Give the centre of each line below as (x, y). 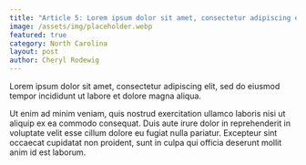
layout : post (34, 52)
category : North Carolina (58, 43)
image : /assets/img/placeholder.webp (81, 26)
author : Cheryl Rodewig (55, 60)
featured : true (38, 35)
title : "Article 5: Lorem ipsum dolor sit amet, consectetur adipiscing (150, 18)
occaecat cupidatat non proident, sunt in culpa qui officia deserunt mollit (146, 143)
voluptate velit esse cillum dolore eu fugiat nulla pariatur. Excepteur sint (143, 133)
